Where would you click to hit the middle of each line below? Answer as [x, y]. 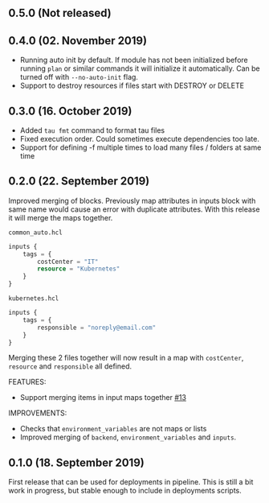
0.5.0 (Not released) [60, 13]
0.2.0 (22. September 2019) [79, 181]
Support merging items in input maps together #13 [103, 398]
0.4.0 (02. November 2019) [77, 41]
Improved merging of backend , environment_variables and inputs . [128, 437]
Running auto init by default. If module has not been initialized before [134, 60]
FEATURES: [27, 382]
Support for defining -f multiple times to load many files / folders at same [141, 147]
